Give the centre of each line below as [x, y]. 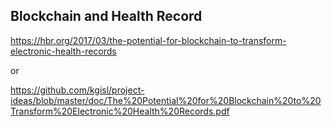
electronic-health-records [63, 51]
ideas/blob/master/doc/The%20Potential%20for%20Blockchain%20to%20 [166, 100]
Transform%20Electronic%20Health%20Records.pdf [120, 111]
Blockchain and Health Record [106, 16]
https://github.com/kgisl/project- [77, 90]
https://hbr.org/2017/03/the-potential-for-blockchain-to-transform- [148, 40]
